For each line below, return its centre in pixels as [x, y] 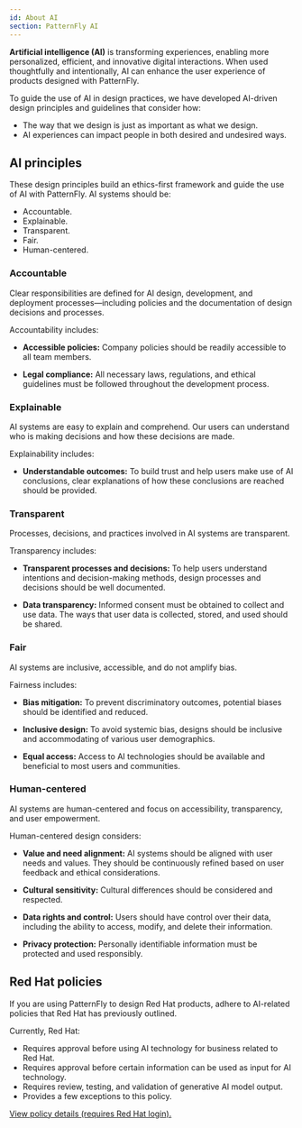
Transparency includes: [53, 551]
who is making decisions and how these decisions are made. [122, 436]
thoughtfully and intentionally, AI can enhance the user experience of [137, 71]
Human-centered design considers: [75, 836]
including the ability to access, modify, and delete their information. [147, 926]
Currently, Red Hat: [45, 1031]
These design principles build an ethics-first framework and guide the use [147, 185]
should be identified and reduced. [85, 711]
